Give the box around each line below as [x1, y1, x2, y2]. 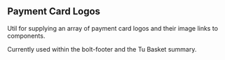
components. [7, 31, 46, 40]
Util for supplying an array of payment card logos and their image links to [7, 24, 219, 32]
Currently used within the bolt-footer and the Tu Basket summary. [7, 45, 197, 53]
